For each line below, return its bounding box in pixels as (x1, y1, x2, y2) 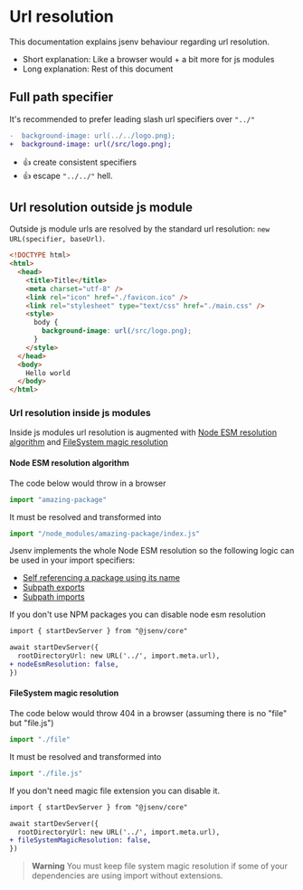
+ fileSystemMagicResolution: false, (9, 836, 152, 845)
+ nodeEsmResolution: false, (9, 660, 119, 669)
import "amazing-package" (9, 495, 107, 504)
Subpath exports (22, 582, 85, 593)
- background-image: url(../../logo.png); (9, 131, 176, 140)
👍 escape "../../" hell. (22, 170, 113, 181)
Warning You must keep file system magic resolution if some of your (31, 861, 288, 872)
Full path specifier (9, 90, 114, 105)
